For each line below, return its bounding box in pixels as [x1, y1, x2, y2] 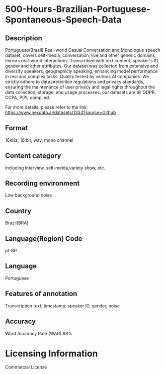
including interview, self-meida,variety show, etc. [5, 165, 105, 171]
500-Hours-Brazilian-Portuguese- [5, 3, 151, 15]
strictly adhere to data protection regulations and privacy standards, [5, 79, 145, 85]
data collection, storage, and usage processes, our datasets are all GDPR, [5, 90, 156, 95]
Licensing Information [5, 348, 98, 359]
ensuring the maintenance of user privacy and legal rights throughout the [5, 84, 155, 90]
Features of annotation [5, 289, 78, 298]
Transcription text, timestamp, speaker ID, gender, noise [5, 302, 120, 309]
